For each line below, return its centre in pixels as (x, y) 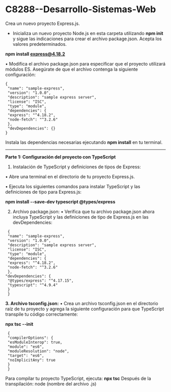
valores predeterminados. (40, 44)
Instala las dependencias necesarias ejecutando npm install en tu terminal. (84, 142)
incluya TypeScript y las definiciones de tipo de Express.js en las (80, 217)
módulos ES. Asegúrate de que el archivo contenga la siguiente (72, 69)
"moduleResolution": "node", (38, 351)
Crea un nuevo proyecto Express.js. (42, 23)
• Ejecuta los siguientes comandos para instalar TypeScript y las (73, 186)
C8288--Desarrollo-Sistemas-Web (81, 9)
